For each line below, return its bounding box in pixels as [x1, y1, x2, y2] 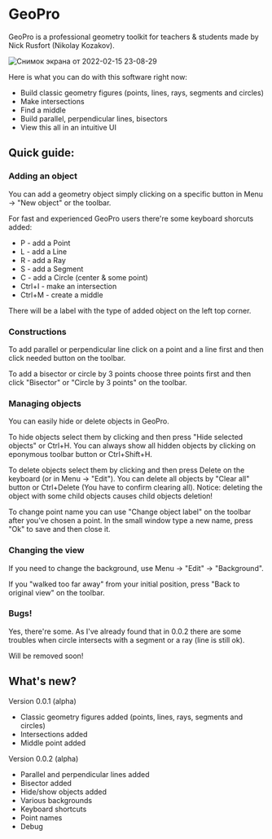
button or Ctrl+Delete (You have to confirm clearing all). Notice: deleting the [8, 482, 263, 493]
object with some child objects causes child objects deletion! [8, 491, 213, 501]
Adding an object [8, 170, 77, 182]
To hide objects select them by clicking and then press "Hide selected [8, 433, 243, 442]
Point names [20, 812, 63, 823]
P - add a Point [20, 238, 71, 248]
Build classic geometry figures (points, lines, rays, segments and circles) [20, 87, 265, 98]
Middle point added [20, 738, 86, 748]
